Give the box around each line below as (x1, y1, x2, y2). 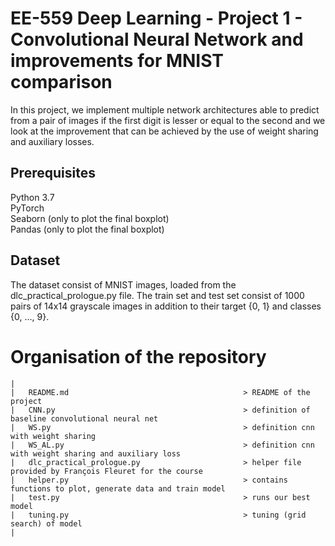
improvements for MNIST (10, 50, 225, 72)
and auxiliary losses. (10, 135, 95, 147)
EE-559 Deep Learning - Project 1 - (10, 7, 303, 30)
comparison (10, 71, 113, 94)
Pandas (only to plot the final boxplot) (10, 223, 165, 235)
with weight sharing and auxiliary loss (10, 448, 182, 459)
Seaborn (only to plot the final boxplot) (10, 212, 170, 224)
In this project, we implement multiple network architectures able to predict (10, 103, 320, 116)
